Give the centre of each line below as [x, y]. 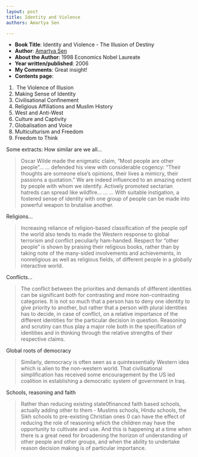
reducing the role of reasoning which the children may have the [98, 423]
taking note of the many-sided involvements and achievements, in [101, 253]
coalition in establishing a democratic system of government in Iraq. [103, 381]
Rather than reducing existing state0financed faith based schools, [101, 404]
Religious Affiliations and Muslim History [64, 107]
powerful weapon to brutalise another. [67, 205]
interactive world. [42, 266]
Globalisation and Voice [43, 126]
